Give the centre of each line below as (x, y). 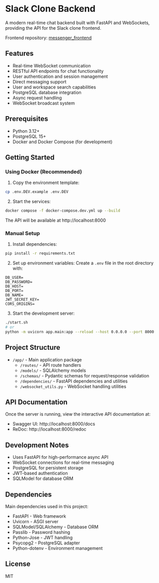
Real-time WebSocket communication (52, 65)
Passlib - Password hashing (41, 532)
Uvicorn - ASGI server (35, 522)
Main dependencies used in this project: (47, 507)
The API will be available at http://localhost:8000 (56, 220)
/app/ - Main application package (47, 359)
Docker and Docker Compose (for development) (62, 142)
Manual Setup (23, 233)
